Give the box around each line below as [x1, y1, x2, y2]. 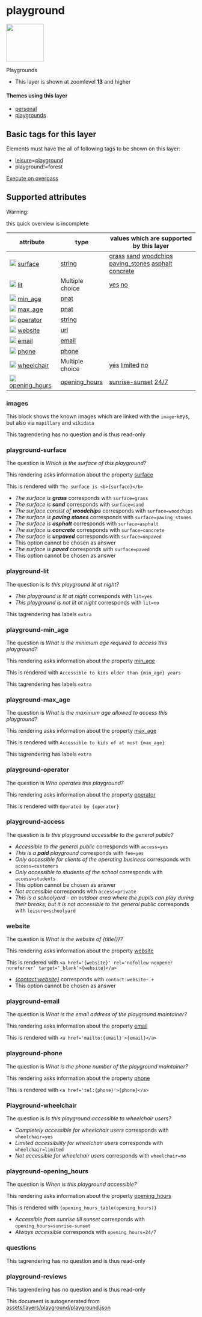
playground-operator [6, 765, 70, 774]
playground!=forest [14, 163, 63, 170]
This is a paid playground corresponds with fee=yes [14, 849, 144, 856]
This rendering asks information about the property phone [6, 1075, 150, 1082]
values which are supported [109, 234, 192, 242]
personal [14, 105, 37, 113]
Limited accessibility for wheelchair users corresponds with [14, 1140, 164, 1147]
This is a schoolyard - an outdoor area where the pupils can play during [14, 894, 194, 901]
